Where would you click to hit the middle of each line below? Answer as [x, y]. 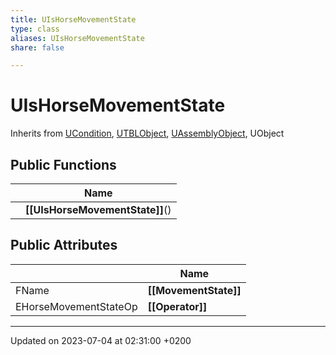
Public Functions [63, 164]
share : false [37, 47]
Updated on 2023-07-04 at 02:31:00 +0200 [101, 340]
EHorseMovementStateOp [76, 306]
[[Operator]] [177, 306]
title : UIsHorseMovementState [73, 19]
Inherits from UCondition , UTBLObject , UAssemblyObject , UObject [147, 133]
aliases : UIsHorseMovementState [77, 38]
